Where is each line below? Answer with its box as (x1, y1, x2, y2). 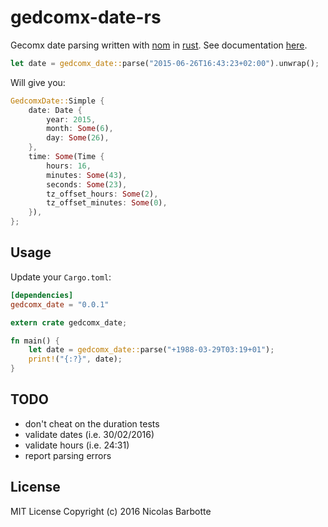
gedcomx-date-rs (10, 6, 162, 29)
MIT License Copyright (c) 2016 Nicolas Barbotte (10, 505, 212, 517)
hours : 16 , (46, 161, 92, 171)
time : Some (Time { (28, 152, 105, 162)
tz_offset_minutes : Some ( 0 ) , (46, 198, 168, 208)
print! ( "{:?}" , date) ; (28, 354, 123, 365)
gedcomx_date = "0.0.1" (10, 299, 110, 310)
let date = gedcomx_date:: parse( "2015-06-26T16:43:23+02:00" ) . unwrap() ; (10, 58, 320, 68)
